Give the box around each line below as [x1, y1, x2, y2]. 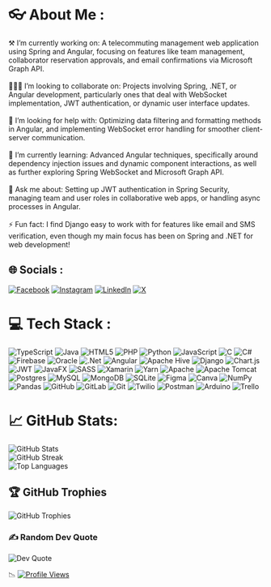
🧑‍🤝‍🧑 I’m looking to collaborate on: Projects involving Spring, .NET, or [8, 81, 237, 91]
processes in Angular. [8, 201, 81, 211]
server [8, 132, 31, 142]
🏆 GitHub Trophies [8, 486, 108, 499]
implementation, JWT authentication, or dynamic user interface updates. [8, 98, 251, 108]
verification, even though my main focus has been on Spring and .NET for [8, 231, 253, 241]
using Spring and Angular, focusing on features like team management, [8, 46, 245, 56]
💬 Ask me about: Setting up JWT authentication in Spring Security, [8, 184, 230, 194]
